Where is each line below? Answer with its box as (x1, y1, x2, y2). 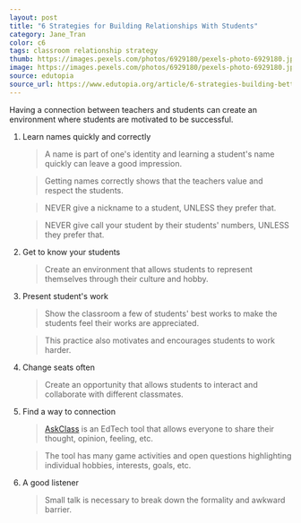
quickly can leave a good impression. (44, 158, 183, 168)
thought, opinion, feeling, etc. (44, 433, 154, 443)
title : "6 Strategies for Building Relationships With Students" (9, 21, 258, 30)
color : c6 (9, 38, 47, 47)
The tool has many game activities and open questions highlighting (44, 450, 292, 461)
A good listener (21, 476, 79, 488)
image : (9, 64, 34, 73)
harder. (44, 344, 72, 355)
